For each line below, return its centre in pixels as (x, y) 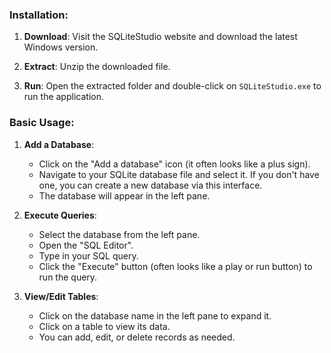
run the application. (63, 97)
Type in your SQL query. (88, 255)
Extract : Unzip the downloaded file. (97, 67)
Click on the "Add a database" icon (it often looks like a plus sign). (174, 164)
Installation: (39, 15)
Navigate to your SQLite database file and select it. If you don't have (179, 174)
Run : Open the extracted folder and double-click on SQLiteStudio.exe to (172, 86)
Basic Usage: (42, 123)
